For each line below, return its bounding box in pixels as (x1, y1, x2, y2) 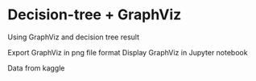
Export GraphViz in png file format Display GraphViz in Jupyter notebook (7, 47, 248, 57)
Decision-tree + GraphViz (7, 6, 182, 24)
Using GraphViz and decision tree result (7, 32, 140, 42)
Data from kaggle (7, 63, 65, 73)
